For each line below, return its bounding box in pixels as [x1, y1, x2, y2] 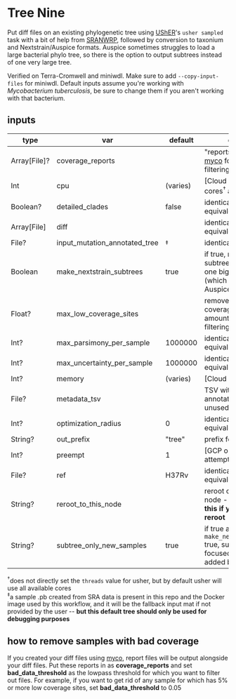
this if [204, 504, 224, 514]
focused [204, 549, 232, 559]
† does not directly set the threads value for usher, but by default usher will [7, 575, 223, 585]
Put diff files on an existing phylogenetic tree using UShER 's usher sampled [7, 28, 223, 36]
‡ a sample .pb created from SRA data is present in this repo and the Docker [7, 591, 225, 601]
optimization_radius [56, 419, 122, 429]
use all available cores [7, 584, 72, 592]
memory [56, 374, 84, 384]
